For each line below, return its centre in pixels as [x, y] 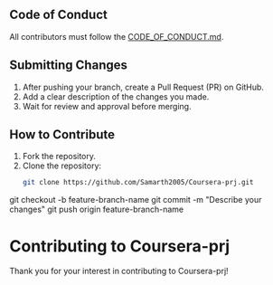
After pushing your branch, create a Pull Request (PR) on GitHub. [143, 87]
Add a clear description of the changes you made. [116, 96]
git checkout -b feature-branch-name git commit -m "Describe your [136, 200]
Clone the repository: [62, 166]
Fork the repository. [59, 157]
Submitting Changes [69, 66]
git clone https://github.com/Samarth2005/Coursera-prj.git [138, 183]
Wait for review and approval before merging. [107, 106]
